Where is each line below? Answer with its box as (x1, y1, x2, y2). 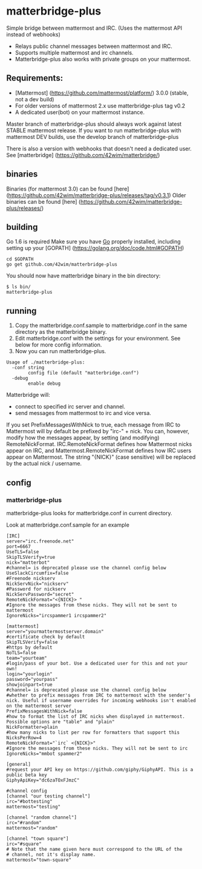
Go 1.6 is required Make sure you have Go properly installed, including (6, 238, 181, 245)
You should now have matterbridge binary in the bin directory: (6, 272, 161, 280)
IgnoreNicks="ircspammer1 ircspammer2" (6, 612, 107, 618)
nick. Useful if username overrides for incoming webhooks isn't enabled (6, 697, 197, 703)
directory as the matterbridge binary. (15, 328, 107, 336)
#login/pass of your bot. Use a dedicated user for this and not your (6, 660, 188, 666)
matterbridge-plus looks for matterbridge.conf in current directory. (6, 509, 172, 516)
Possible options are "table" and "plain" (6, 719, 115, 725)
